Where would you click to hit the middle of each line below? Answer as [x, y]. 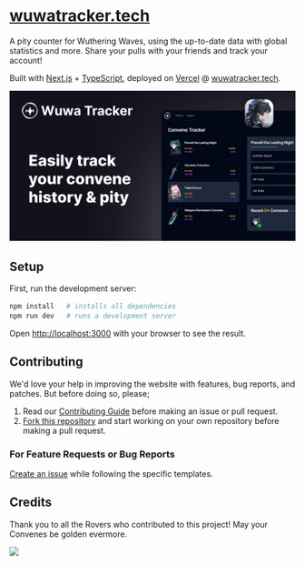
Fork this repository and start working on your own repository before [151, 420]
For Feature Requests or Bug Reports [92, 454]
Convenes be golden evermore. [69, 534]
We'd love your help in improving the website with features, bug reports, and [152, 384]
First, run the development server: [73, 288]
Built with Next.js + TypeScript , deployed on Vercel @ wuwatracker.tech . [145, 77]
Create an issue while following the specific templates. [111, 473]
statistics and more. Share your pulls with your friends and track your [138, 50]
